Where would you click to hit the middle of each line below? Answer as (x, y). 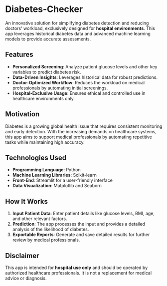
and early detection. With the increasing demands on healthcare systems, (81, 131)
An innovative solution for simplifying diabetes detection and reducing (77, 23)
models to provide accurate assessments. (48, 39)
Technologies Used (36, 157)
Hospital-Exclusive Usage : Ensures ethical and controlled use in (79, 93)
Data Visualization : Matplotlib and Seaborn (57, 186)
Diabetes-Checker (44, 9)
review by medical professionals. (46, 240)
